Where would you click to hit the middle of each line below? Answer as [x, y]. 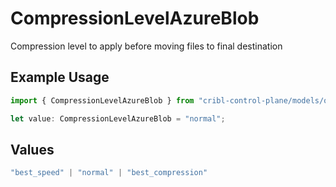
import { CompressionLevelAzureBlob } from [102, 100]
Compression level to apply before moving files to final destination [146, 46]
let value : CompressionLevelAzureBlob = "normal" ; [118, 118]
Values [32, 149]
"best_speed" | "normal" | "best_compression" [109, 173]
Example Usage [60, 77]
